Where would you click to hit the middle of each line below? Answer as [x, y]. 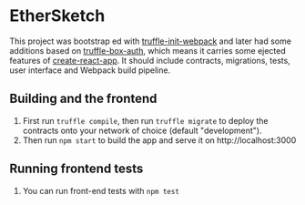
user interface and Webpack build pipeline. [90, 70]
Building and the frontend [83, 99]
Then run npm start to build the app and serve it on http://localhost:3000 [159, 140]
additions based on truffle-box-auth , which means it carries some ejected [148, 50]
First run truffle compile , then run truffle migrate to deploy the [145, 120]
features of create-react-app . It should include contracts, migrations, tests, [150, 60]
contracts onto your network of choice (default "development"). [142, 130]
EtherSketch [57, 16]
